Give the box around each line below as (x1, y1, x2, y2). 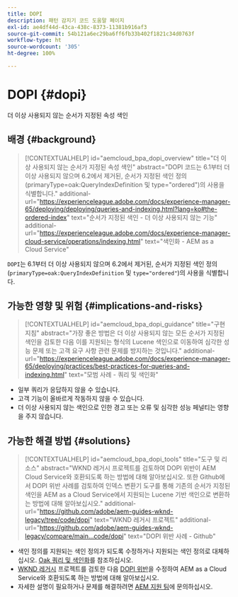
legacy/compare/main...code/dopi (24, 532, 124, 540)
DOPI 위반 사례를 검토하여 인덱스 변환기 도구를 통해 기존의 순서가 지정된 (32, 482, 231, 490)
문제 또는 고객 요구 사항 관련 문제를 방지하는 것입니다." (32, 346, 182, 355)
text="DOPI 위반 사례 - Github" (127, 532, 216, 540)
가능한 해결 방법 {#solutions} (7, 435, 131, 447)
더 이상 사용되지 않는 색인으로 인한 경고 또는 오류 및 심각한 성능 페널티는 (17, 403, 216, 411)
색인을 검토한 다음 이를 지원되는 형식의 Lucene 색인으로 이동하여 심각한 (24, 338, 222, 346)
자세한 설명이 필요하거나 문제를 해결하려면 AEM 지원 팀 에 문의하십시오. (17, 582, 213, 591)
